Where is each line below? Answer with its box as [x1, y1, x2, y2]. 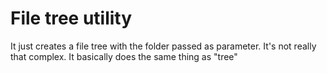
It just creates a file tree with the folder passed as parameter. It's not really [10, 40, 317, 52]
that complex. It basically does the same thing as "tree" [10, 50, 238, 62]
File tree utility [10, 7, 133, 30]
